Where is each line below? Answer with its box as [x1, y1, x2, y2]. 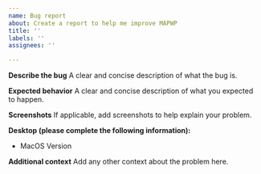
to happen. [8, 95, 44, 104]
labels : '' [8, 34, 45, 42]
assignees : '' [8, 42, 56, 50]
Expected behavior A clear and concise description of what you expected [8, 86, 254, 96]
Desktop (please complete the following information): [8, 126, 191, 136]
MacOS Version [19, 141, 72, 151]
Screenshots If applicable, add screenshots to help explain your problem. [8, 110, 252, 120]
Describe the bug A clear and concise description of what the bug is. [8, 71, 238, 80]
